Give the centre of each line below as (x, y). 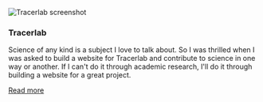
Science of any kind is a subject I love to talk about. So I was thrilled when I (131, 50)
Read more (26, 90)
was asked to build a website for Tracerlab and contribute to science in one (132, 59)
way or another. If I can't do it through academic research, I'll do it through (130, 66)
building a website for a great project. (70, 75)
